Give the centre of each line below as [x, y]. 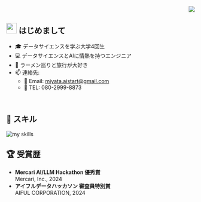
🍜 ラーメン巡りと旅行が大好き [51, 65]
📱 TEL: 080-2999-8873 [53, 87]
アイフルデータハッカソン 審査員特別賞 [63, 186]
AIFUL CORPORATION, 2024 [50, 193]
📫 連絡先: [27, 72]
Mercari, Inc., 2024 [39, 179]
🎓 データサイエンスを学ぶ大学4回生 [60, 46]
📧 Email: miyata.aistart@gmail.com [66, 81]
